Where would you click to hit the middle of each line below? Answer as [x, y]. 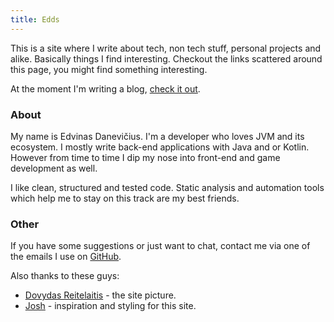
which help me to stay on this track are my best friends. [125, 198]
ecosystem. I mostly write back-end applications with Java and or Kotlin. [160, 147]
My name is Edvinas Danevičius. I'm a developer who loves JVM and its [157, 136]
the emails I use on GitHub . [66, 257]
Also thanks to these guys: [65, 276]
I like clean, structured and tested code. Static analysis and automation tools [167, 187]
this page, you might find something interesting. [109, 69]
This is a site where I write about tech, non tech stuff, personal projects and [166, 48]
